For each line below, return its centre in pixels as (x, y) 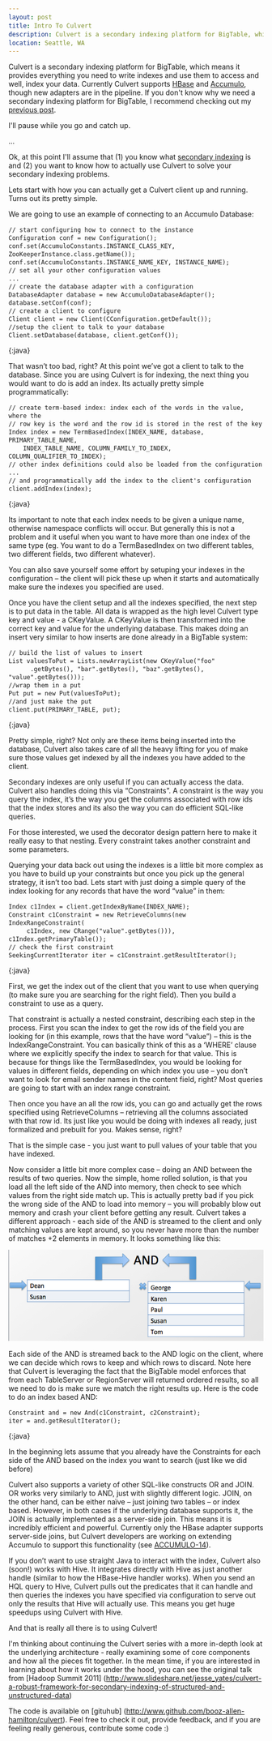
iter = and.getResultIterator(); (65, 1421)
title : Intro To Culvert (50, 26)
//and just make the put (50, 702)
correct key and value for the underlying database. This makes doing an (128, 629)
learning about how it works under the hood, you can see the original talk (130, 1670)
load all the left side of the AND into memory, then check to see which (125, 1187)
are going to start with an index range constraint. (90, 1088)
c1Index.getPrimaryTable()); (57, 939)
